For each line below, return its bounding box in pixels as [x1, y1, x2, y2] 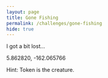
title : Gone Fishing [6, 15, 59, 21]
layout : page [6, 9, 40, 15]
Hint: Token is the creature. [6, 66, 74, 74]
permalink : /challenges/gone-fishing [6, 20, 103, 26]
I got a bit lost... [6, 43, 46, 50]
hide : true [6, 26, 34, 32]
